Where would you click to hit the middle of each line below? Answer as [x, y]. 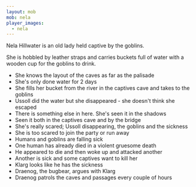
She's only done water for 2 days [56, 82]
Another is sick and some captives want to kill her [76, 158]
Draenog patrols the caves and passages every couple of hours [94, 177]
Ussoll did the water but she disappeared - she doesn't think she [95, 101]
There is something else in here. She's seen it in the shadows [91, 114]
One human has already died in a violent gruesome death [86, 146]
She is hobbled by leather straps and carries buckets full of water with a [95, 57]
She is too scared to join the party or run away [72, 133]
